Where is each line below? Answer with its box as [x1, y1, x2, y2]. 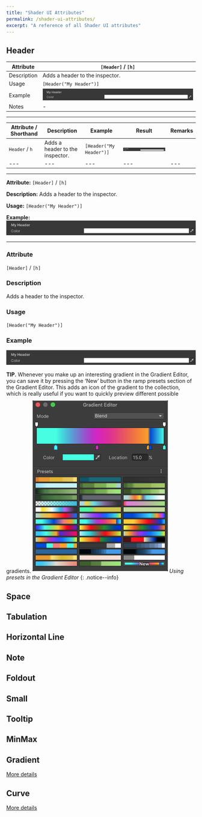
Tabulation [6, 611, 47, 622]
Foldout [6, 673, 36, 684]
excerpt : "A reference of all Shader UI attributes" [6, 22, 141, 28]
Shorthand [10, 130, 38, 138]
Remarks [170, 127, 194, 134]
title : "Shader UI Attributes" [6, 10, 85, 16]
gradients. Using [6, 568, 184, 575]
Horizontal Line [6, 632, 65, 643]
